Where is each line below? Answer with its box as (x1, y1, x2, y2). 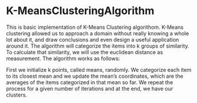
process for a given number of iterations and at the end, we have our (6, 85, 173, 92)
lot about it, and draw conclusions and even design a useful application (6, 36, 179, 43)
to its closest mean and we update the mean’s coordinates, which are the (6, 72, 184, 79)
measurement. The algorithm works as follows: (6, 55, 120, 62)
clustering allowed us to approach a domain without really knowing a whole (6, 29, 189, 36)
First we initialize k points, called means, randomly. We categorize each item (6, 66, 192, 73)
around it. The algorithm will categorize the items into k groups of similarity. (6, 42, 190, 49)
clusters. (6, 91, 28, 98)
